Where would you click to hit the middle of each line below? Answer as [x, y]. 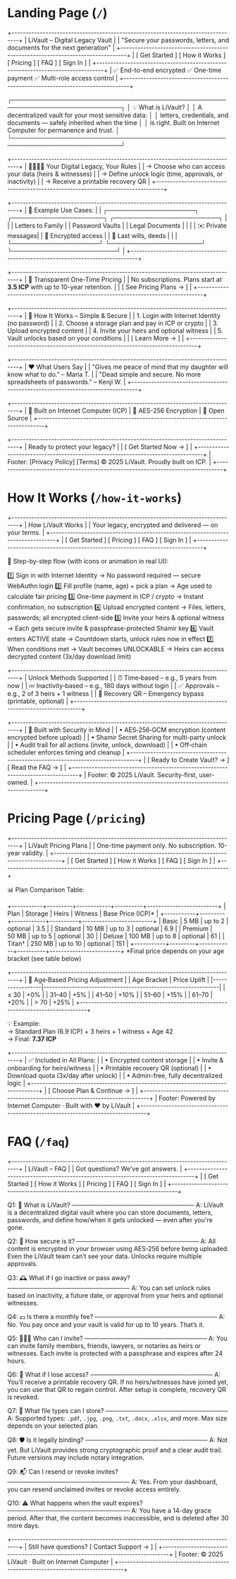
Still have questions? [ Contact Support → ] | [92, 1547]
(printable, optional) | [38, 701]
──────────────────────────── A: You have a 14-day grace [109, 1510]
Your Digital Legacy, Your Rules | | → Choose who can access [136, 166]
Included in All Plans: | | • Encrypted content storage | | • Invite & [129, 1060]
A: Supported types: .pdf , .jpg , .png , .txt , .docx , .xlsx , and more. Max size [117, 1418]
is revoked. [23, 1397]
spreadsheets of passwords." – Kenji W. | [67, 382]
